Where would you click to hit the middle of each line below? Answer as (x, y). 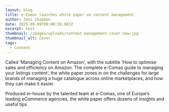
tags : (11, 43)
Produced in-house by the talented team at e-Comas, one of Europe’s (77, 93)
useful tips (16, 104)
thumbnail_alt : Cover (28, 39)
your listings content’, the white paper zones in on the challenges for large (82, 73)
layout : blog (19, 10)
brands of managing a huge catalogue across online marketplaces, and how (84, 78)
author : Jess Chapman (28, 19)
